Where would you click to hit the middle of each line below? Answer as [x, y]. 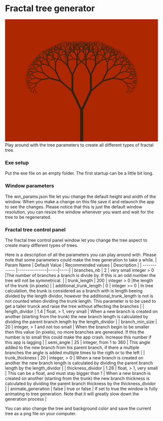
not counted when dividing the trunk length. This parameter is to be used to [81, 301]
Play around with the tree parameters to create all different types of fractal [79, 145]
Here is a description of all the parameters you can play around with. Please [81, 255]
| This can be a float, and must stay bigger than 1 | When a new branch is [78, 373]
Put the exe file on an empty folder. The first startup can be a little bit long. [79, 173]
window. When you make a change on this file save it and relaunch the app [80, 201]
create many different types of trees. [42, 245]
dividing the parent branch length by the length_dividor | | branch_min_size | [81, 322]
